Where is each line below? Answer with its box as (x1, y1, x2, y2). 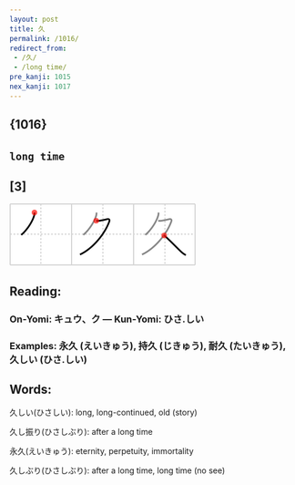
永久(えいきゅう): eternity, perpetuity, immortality (9, 446, 194, 457)
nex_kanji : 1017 (9, 82, 71, 91)
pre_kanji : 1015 (9, 73, 71, 82)
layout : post (9, 15, 59, 24)
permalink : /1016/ (9, 34, 79, 43)
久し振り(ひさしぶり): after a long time (9, 427, 153, 438)
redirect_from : (9, 44, 67, 53)
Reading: (9, 284, 62, 299)
